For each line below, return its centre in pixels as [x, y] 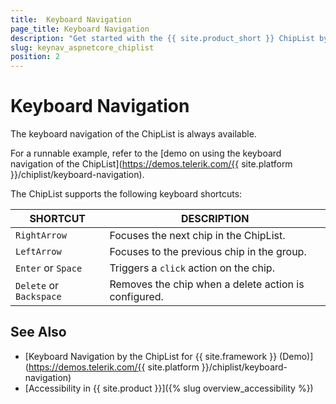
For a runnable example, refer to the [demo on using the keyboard [146, 153]
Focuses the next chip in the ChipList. [197, 236]
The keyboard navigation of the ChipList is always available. [133, 134]
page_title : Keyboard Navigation [80, 29]
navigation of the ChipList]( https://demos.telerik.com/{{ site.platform [151, 164]
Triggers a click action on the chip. [192, 268]
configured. [136, 297]
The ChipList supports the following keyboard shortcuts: [126, 194]
